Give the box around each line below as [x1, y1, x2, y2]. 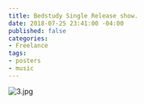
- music [8, 64, 35, 73]
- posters [8, 57, 42, 65]
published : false [8, 27, 67, 35]
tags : [8, 49, 27, 57]
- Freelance [8, 42, 48, 50]
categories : [8, 34, 48, 43]
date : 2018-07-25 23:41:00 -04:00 [8, 19, 125, 27]
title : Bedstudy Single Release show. [8, 11, 138, 20]
